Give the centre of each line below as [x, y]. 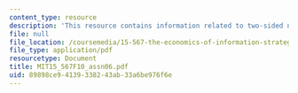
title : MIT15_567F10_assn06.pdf [69, 67]
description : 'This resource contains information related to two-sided [146, 26]
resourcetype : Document [53, 58]
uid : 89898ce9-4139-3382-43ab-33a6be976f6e [91, 75]
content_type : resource [53, 17]
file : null [29, 34]
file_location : [37, 42]
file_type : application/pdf [61, 50]
